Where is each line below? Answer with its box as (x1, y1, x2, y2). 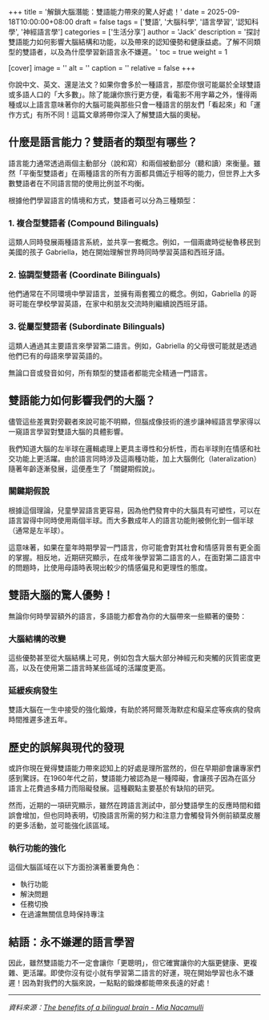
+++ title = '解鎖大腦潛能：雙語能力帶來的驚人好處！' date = (8, 7, 206, 16)
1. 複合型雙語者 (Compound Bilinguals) (8, 217, 159, 229)
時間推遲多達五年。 (8, 715, 72, 725)
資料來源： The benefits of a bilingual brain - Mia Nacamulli (8, 1002, 204, 1013)
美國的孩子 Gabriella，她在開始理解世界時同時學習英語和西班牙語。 (8, 247, 230, 257)
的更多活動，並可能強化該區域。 (8, 821, 114, 831)
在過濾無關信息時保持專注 (19, 909, 105, 919)
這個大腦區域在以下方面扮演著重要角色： (8, 862, 142, 872)
